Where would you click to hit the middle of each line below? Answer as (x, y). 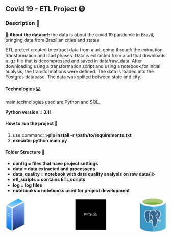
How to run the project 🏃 (31, 124)
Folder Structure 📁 (25, 152)
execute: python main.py (40, 141)
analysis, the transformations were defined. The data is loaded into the (80, 71)
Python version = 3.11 (28, 112)
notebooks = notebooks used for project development (71, 191)
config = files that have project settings (55, 164)
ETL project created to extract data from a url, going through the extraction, (85, 50)
